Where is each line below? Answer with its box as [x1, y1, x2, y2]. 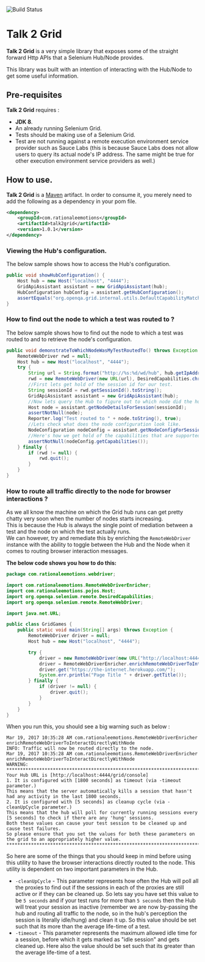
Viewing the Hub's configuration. [6, 246, 107, 255]
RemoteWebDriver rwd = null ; [17, 353, 92, 359]
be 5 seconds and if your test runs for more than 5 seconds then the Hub [15, 897, 196, 905]
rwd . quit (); [38, 456, 70, 462]
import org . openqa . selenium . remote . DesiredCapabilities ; [6, 593, 154, 599]
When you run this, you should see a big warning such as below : [6, 723, 170, 730]
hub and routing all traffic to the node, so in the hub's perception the [15, 910, 187, 917]
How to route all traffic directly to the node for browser [6, 487, 171, 495]
